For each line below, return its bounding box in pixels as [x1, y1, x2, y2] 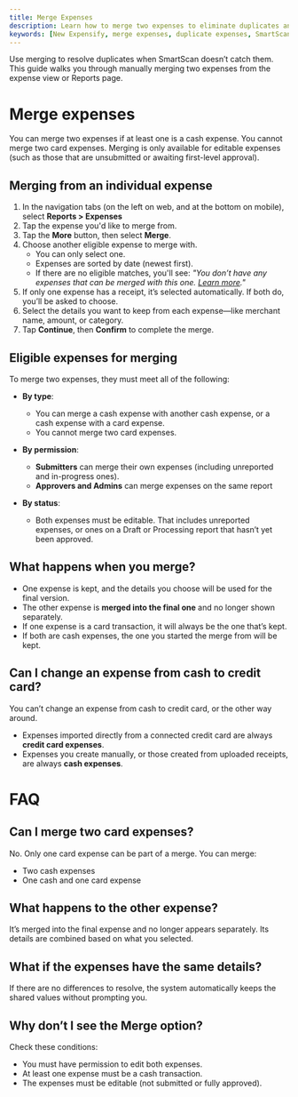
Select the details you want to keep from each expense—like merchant [21, 306, 281, 316]
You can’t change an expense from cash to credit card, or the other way [9, 703, 272, 714]
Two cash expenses [21, 865, 96, 876]
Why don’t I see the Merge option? [9, 1018, 204, 1033]
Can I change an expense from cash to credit [9, 666, 262, 681]
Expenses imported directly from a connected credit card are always [21, 730, 273, 741]
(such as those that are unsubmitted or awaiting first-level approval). [9, 152, 260, 163]
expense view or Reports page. [9, 73, 123, 84]
